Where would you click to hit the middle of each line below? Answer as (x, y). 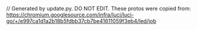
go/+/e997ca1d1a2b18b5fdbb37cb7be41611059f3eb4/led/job (81, 21)
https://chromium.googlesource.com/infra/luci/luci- (70, 15)
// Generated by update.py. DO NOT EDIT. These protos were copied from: (98, 9)
